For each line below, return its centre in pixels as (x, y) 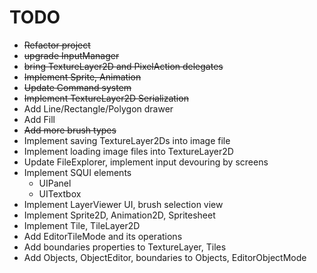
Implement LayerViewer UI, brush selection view (123, 204)
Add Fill (39, 119)
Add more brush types (70, 130)
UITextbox (60, 193)
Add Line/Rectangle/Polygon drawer (98, 108)
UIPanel (55, 183)
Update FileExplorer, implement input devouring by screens (146, 162)
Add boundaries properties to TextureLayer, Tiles (125, 247)
